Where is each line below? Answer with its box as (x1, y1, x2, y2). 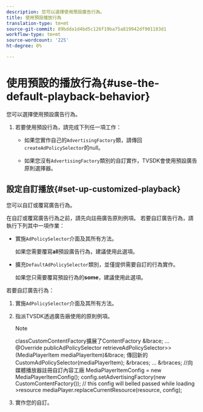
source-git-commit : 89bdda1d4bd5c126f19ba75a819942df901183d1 (6, 26, 167, 32)
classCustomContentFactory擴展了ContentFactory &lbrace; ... (15, 337, 170, 344)
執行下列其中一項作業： (6, 222, 65, 229)
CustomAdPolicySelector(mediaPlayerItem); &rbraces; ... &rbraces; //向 (15, 358, 193, 366)
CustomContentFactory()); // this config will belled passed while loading (15, 380, 195, 387)
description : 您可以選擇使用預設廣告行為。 (6, 9, 105, 15)
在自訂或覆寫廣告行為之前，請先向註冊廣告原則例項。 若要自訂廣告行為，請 (6, 214, 194, 222)
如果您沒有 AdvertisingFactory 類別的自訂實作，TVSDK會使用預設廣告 (24, 156, 198, 164)
